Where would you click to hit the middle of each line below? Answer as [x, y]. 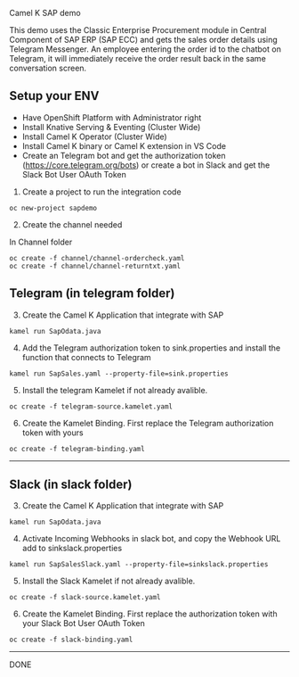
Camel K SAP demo [45, 13]
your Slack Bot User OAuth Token [83, 623]
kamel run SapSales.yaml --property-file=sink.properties [119, 374]
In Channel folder [41, 242]
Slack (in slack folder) [71, 485]
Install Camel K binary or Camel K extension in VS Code [124, 145]
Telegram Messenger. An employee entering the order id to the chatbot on [145, 49]
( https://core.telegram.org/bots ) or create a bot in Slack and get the [146, 165]
